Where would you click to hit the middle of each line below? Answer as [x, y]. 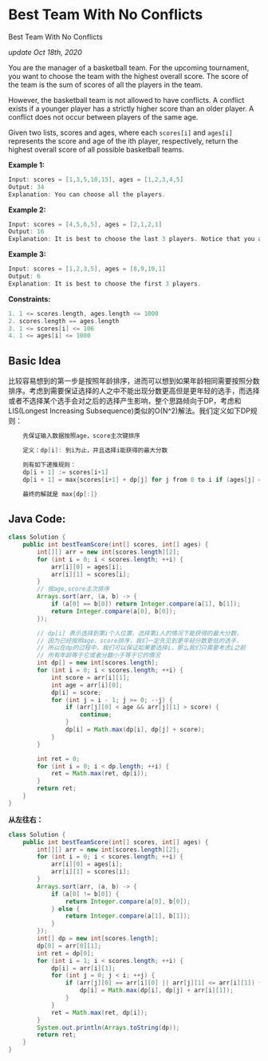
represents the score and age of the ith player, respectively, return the [123, 140]
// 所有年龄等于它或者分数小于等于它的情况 [99, 656]
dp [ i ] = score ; [76, 692]
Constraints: [30, 299]
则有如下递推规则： [49, 464]
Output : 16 [26, 232]
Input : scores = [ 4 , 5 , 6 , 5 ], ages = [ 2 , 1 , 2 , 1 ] [85, 224]
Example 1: [27, 164]
